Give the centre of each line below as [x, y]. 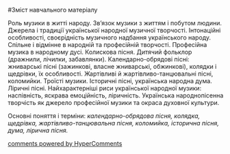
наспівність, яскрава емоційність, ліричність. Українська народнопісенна [116, 95]
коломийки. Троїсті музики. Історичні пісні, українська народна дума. [110, 81]
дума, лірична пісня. [38, 130]
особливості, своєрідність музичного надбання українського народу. [110, 37]
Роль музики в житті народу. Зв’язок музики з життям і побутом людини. [115, 23]
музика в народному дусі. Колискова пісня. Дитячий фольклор [100, 52]
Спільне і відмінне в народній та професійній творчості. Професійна [107, 45]
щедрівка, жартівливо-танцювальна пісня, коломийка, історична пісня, [114, 123]
